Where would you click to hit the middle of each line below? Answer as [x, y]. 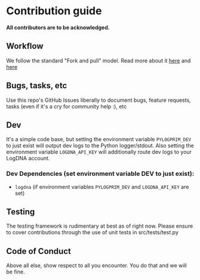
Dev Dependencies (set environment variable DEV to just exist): [100, 174]
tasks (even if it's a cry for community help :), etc [67, 106]
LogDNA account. [28, 158]
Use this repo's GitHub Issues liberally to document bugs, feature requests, [99, 100]
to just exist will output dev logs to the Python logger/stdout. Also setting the [100, 146]
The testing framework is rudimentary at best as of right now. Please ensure [100, 226]
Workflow [25, 46]
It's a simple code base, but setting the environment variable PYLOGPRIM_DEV [99, 139]
